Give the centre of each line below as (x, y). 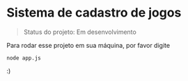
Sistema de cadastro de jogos (94, 13)
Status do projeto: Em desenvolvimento (80, 32)
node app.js (24, 58)
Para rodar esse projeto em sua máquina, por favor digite (88, 45)
